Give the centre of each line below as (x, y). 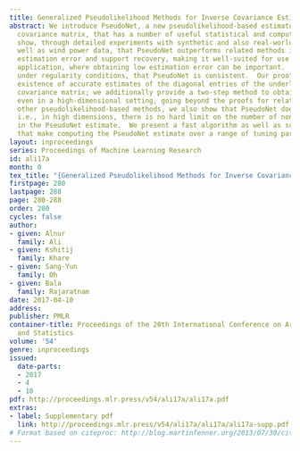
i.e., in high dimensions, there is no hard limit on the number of (147, 117)
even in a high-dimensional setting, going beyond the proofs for (143, 100)
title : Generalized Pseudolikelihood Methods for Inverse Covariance (142, 17)
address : (25, 308)
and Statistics (46, 333)
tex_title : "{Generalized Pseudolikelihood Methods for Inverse (131, 175)
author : (24, 225)
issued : (24, 358)
